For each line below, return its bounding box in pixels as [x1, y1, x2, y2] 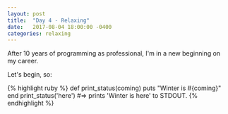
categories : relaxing [7, 30, 71, 37]
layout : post [7, 10, 46, 18]
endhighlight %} [7, 99, 54, 108]
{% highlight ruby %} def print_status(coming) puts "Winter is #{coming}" [7, 84, 222, 92]
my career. [7, 57, 39, 65]
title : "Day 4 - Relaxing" [7, 17, 90, 24]
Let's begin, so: [7, 70, 52, 79]
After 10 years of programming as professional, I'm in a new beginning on [7, 49, 221, 58]
